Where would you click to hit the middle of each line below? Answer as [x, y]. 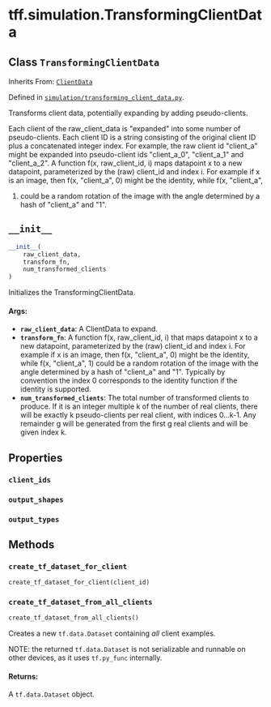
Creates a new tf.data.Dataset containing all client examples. [112, 633]
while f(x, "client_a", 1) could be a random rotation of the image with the [139, 363]
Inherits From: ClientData [51, 81]
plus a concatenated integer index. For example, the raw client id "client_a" [133, 146]
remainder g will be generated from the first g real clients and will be [134, 424]
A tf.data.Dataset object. [52, 694]
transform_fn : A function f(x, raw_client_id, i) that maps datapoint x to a [139, 337]
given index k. [43, 432]
